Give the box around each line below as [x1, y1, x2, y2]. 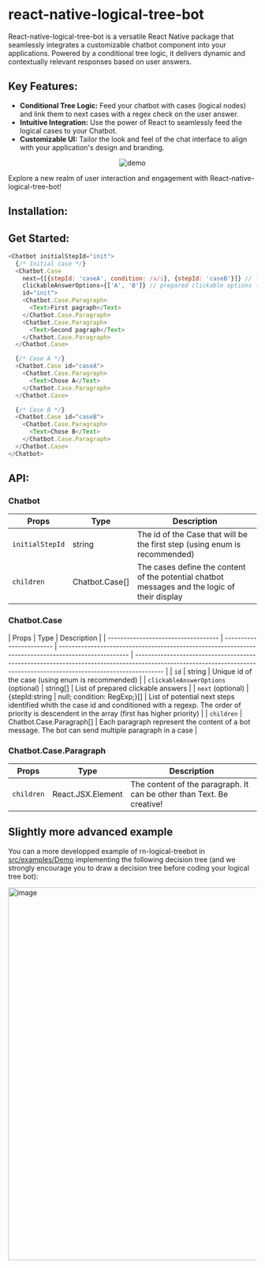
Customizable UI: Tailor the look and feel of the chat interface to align [19, 134, 248, 144]
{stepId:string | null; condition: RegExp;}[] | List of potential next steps [8, 691, 235, 701]
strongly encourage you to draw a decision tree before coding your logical [8, 863, 250, 872]
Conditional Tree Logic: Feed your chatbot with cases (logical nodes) [19, 100, 247, 110]
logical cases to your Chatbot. [19, 126, 118, 135]
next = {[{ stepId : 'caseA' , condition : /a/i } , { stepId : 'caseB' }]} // [22, 274, 252, 282]
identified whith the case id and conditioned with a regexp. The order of [8, 700, 242, 709]
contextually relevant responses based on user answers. [8, 57, 192, 66]
